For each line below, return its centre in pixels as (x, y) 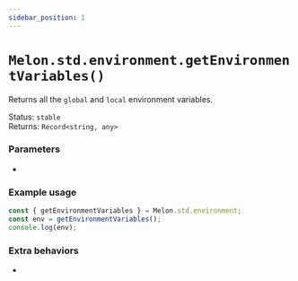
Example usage (43, 192)
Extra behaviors (44, 250)
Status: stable (35, 117)
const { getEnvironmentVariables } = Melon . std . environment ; (125, 211)
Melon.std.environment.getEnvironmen (149, 60)
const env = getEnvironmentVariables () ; (85, 220)
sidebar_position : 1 (47, 18)
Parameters (34, 149)
